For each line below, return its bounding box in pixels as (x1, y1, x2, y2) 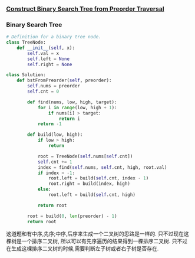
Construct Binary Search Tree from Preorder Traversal (6, 5, 164, 13)
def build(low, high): (27, 132, 83, 138)
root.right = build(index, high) (48, 181, 131, 187)
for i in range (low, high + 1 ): (37, 104, 117, 110)
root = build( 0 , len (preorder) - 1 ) (27, 213, 117, 219)
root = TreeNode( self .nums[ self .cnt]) (37, 153, 133, 159)
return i (58, 116, 81, 122)
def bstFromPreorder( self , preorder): (16, 77, 112, 84)
